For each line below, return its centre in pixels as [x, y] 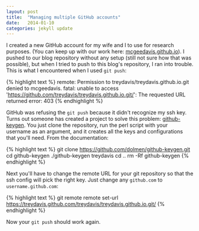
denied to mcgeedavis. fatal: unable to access [62, 88]
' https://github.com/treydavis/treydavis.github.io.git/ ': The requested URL [96, 95]
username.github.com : [32, 186]
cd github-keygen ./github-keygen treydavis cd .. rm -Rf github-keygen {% [97, 156]
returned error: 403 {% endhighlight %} [55, 101]
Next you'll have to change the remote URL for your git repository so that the [100, 174]
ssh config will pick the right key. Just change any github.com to [84, 180]
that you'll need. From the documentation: [57, 138]
